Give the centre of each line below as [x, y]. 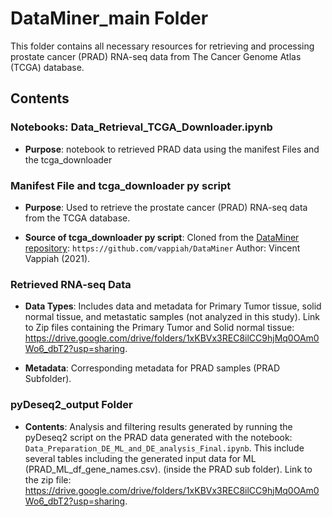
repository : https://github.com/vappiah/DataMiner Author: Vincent [162, 248]
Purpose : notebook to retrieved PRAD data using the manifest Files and [172, 149]
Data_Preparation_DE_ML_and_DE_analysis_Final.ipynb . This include [164, 448]
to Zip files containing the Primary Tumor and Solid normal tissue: [159, 328]
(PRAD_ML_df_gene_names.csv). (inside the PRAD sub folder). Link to [168, 469]
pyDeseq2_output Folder [71, 405]
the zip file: [48, 479]
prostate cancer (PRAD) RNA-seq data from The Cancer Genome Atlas [156, 56]
